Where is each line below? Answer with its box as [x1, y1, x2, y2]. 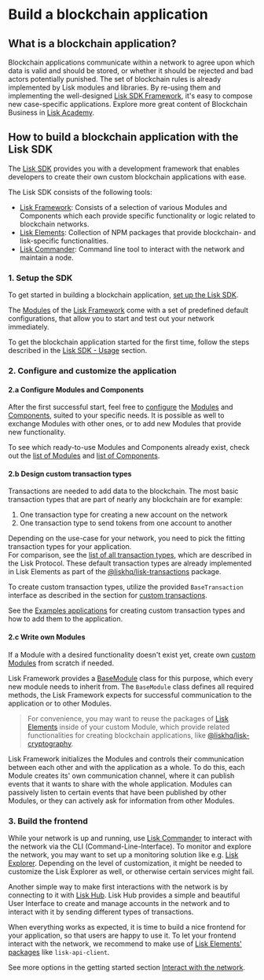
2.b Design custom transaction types [8, 469, 132, 478]
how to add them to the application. [8, 614, 123, 624]
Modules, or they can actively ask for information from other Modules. [8, 796, 235, 805]
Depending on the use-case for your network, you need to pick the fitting [8, 533, 245, 543]
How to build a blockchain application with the [8, 131, 239, 144]
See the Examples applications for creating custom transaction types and [8, 606, 245, 615]
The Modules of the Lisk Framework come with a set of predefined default [8, 305, 249, 315]
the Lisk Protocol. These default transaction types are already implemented [8, 558, 252, 568]
